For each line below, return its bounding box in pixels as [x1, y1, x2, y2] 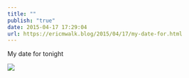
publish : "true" [7, 17, 55, 24]
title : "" [7, 10, 37, 18]
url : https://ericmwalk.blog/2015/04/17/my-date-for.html [7, 30, 183, 38]
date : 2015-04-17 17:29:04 [7, 23, 87, 30]
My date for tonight [7, 50, 64, 58]
